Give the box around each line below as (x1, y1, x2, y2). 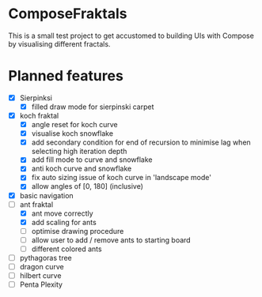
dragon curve (19, 262, 65, 271)
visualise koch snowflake (31, 129, 113, 138)
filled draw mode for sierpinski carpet (31, 102, 154, 111)
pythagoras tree (19, 253, 73, 262)
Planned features (8, 67, 124, 85)
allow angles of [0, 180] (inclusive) (31, 182, 144, 191)
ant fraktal (19, 199, 54, 209)
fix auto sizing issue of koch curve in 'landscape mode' (31, 173, 212, 182)
